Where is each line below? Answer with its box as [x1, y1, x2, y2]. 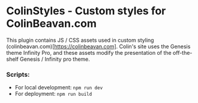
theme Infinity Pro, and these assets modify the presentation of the [6, 49, 172, 56]
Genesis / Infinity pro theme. [20, 55, 90, 63]
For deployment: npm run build [14, 90, 92, 98]
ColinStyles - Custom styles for [6, 4, 166, 18]
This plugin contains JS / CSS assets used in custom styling [6, 36, 154, 43]
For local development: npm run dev [14, 84, 103, 91]
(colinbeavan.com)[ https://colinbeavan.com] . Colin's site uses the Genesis [6, 43, 191, 50]
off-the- [173, 49, 193, 56]
